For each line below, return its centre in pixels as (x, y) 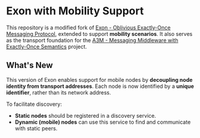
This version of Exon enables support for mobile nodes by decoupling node (99, 79)
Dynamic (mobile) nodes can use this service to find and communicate (103, 122)
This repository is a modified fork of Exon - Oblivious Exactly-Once (89, 27)
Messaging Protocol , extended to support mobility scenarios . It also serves (99, 33)
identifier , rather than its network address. (59, 92)
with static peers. (36, 128)
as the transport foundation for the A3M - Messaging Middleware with (92, 40)
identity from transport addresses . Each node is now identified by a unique (100, 86)
